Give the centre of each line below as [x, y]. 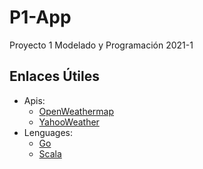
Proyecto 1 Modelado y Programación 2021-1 [101, 45]
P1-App [40, 17]
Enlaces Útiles [55, 76]
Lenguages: [48, 132]
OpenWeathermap [76, 111]
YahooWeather [69, 122]
